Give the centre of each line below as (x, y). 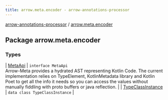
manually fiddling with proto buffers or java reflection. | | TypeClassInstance (84, 87)
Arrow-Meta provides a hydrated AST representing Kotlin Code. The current (84, 71)
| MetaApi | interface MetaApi (37, 66)
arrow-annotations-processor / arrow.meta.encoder (59, 24)
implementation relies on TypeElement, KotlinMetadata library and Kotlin (80, 76)
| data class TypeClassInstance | (40, 92)
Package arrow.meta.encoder (53, 40)
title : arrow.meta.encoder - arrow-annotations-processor (67, 10)
